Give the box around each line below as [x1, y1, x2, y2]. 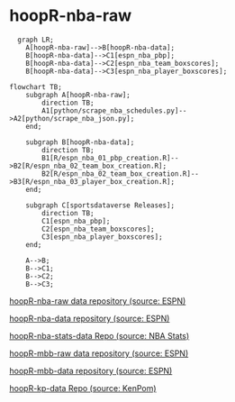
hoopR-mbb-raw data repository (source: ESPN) [9, 348, 189, 359]
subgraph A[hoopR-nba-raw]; [25, 90, 131, 99]
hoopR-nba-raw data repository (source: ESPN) [9, 295, 186, 306]
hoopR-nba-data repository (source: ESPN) [9, 313, 170, 324]
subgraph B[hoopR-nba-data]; [25, 137, 135, 147]
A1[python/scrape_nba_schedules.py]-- [41, 105, 187, 115]
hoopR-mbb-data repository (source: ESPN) [9, 365, 173, 376]
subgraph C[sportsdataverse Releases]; [25, 200, 176, 210]
